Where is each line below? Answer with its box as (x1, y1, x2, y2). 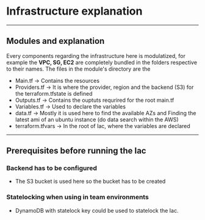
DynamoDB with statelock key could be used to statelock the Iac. (15, 207, 179, 214)
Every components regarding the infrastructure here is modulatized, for (6, 52, 186, 59)
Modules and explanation (6, 36, 105, 46)
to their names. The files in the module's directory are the (6, 65, 151, 73)
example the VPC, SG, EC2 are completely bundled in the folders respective (6, 59, 197, 66)
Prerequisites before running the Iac (6, 146, 146, 156)
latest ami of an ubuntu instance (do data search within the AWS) (15, 116, 179, 123)
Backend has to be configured (6, 164, 98, 172)
